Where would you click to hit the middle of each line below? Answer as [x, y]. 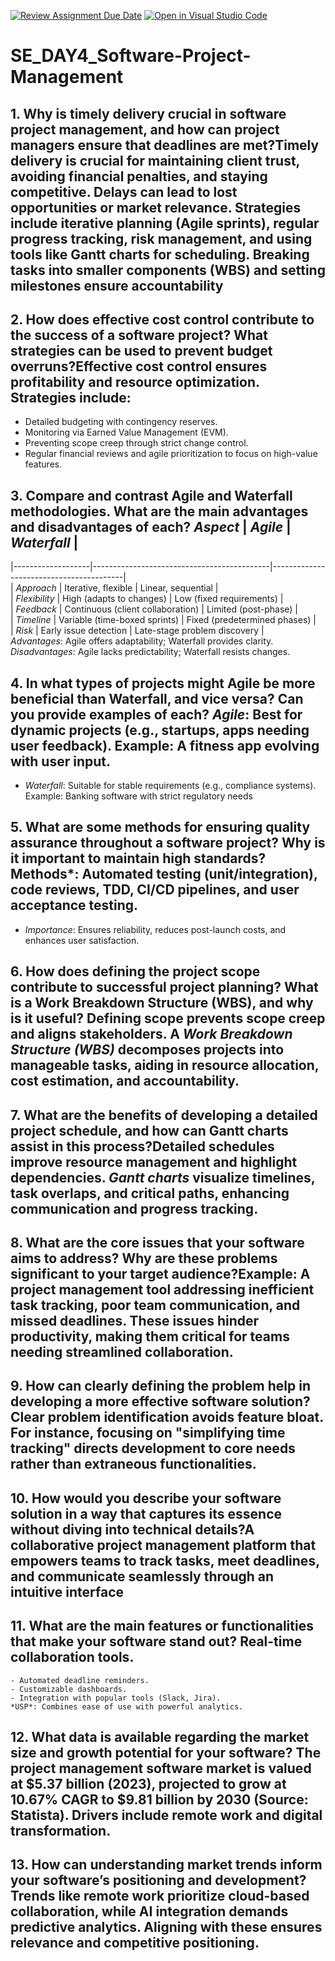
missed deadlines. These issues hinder [135, 1321]
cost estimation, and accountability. [125, 1081]
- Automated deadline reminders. [80, 1680]
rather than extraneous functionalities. [133, 1464]
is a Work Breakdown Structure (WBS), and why [162, 1003]
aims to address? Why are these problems [144, 1258]
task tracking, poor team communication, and [155, 1305]
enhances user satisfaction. [82, 940]
